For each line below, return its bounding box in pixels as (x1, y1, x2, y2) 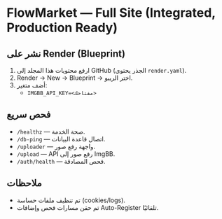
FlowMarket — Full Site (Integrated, (6, 5, 216, 21)
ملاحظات (6, 177, 43, 190)
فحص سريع (6, 108, 51, 120)
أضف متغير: (16, 81, 48, 89)
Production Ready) (6, 20, 118, 36)
